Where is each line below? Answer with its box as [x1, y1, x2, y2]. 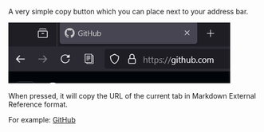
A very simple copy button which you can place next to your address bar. [8, 7, 249, 16]
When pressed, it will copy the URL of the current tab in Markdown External [8, 91, 257, 100]
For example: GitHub [8, 115, 76, 124]
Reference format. [8, 99, 68, 109]
